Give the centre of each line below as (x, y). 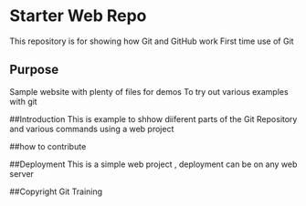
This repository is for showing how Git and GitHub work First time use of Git (152, 41)
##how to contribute (48, 146)
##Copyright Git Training (56, 191)
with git (24, 101)
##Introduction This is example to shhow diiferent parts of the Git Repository (153, 118)
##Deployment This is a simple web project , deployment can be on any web (153, 164)
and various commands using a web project (92, 129)
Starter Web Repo (78, 16)
